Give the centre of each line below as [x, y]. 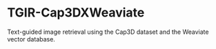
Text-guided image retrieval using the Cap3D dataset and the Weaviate [108, 32]
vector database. [31, 39]
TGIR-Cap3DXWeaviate [76, 13]
